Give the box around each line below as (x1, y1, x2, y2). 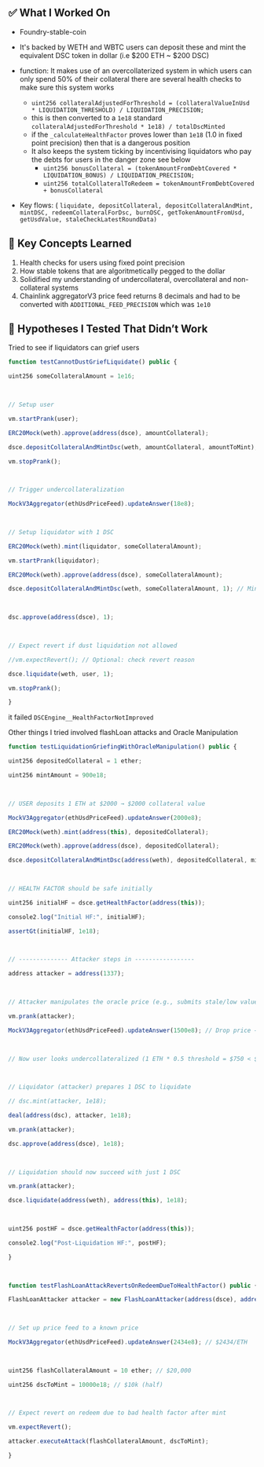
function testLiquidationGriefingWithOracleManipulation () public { (8, 743, 237, 751)
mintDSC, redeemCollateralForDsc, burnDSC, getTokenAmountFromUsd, (19, 208, 245, 217)
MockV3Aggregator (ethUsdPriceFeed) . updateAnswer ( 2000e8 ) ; (8, 814, 202, 821)
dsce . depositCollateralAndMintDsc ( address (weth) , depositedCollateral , (8, 856, 247, 865)
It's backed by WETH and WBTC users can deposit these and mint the (19, 42, 247, 52)
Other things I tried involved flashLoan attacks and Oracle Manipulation (8, 728, 238, 737)
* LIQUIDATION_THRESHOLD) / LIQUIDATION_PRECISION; (31, 106, 204, 114)
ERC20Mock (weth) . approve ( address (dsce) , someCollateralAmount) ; (8, 571, 223, 579)
